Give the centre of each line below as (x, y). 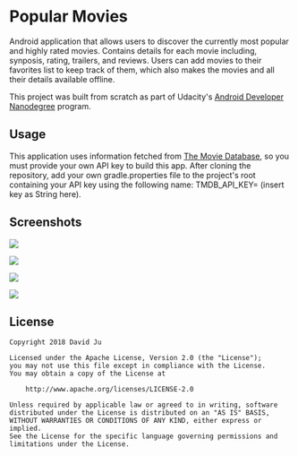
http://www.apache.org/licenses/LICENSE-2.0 (110, 390)
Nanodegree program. (50, 106)
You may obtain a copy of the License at (88, 374)
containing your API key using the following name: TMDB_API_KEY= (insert (147, 185)
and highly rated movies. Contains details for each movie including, (133, 50)
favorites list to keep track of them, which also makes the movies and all (142, 70)
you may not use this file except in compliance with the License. (138, 366)
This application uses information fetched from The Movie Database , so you (149, 156)
